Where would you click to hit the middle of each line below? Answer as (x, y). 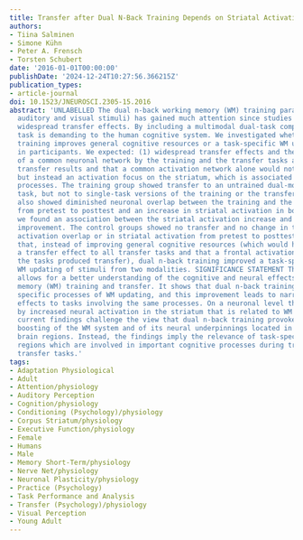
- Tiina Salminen (42, 34)
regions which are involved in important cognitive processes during (151, 345)
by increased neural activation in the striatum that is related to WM (155, 312)
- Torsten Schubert (46, 60)
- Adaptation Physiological (62, 370)
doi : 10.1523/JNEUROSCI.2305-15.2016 (80, 102)
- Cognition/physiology (54, 404)
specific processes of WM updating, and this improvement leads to (147, 294)
